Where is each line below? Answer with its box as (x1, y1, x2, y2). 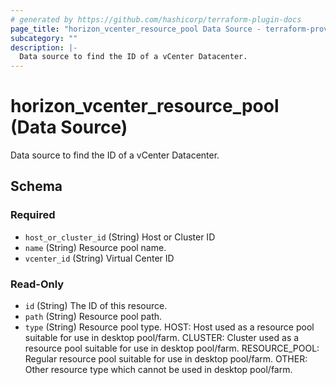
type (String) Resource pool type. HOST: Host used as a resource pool (24, 321, 315, 333)
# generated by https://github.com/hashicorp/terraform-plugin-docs (10, 14, 302, 25)
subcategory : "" (10, 33, 78, 43)
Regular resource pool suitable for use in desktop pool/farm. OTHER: (24, 353, 308, 365)
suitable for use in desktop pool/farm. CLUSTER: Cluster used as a (24, 332, 300, 344)
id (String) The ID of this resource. (24, 300, 168, 312)
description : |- (10, 42, 78, 53)
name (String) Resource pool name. (24, 241, 167, 253)
